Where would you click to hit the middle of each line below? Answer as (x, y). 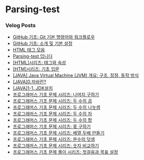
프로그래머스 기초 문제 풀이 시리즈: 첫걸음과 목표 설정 (65, 152)
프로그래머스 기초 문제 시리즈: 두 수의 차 (52, 114)
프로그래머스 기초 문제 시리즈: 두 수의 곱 (52, 101)
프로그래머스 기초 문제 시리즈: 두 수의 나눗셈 (57, 107)
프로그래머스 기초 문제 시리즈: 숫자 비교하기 (56, 146)
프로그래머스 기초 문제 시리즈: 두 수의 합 (52, 120)
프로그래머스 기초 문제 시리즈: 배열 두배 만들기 (59, 133)
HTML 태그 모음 (29, 50)
